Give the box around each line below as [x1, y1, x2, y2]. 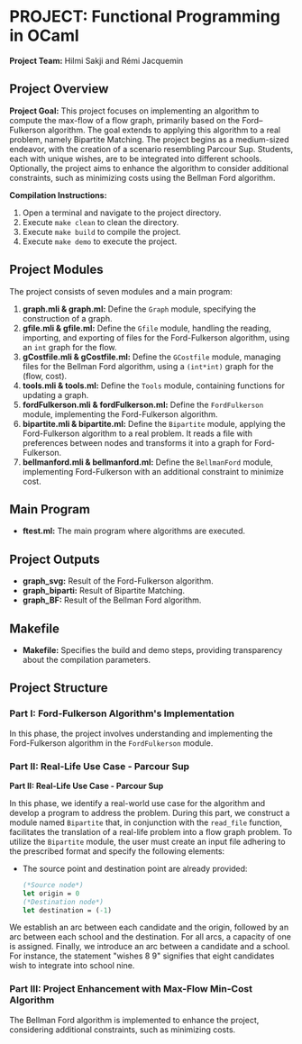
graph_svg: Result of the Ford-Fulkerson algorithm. [22, 576, 214, 586]
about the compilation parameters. [22, 655, 151, 665]
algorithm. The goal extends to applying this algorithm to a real [48, 124, 281, 135]
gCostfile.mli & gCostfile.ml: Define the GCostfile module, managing [22, 351, 281, 362]
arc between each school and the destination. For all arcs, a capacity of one [9, 931, 291, 942]
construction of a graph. [22, 313, 113, 323]
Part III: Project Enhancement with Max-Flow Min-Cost [9, 983, 252, 995]
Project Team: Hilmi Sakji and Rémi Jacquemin [9, 55, 184, 66]
